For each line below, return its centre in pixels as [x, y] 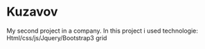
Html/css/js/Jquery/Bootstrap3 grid [57, 37]
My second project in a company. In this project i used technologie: [102, 31]
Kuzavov [32, 12]
